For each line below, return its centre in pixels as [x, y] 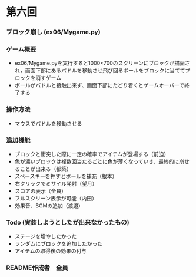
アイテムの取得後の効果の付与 [51, 251]
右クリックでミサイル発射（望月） [56, 184]
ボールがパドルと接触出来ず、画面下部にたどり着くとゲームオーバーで [99, 85]
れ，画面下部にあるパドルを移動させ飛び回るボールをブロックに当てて [100, 71]
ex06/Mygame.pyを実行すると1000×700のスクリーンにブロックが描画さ [102, 63]
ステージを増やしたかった [46, 236]
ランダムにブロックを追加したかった [59, 244]
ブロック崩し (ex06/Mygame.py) [54, 32]
